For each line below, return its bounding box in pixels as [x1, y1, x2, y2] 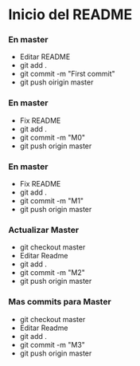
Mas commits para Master [8, 297, 111, 308]
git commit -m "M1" [19, 196, 84, 206]
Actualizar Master [8, 225, 80, 235]
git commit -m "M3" [19, 340, 86, 349]
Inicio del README [8, 6, 133, 24]
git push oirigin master [19, 77, 94, 87]
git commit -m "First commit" [19, 69, 115, 79]
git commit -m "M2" [19, 268, 85, 277]
